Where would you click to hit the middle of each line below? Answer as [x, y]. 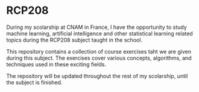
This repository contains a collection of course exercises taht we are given [99, 51]
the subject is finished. [34, 82]
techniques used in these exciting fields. [56, 64]
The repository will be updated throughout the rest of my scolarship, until [97, 76]
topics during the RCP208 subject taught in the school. [74, 40]
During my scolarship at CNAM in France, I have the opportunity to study [96, 27]
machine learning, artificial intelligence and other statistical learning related [99, 33]
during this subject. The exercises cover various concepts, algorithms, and [99, 58]
